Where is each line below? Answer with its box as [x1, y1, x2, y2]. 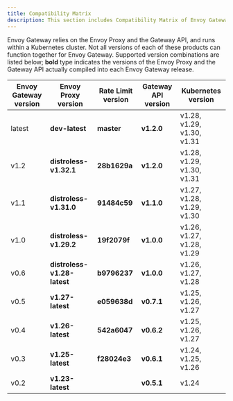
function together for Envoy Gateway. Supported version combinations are [7, 50, 220, 59]
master [96, 123, 121, 133]
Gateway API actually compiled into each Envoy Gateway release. [7, 65, 194, 73]
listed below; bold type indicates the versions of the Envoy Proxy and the [7, 57, 216, 66]
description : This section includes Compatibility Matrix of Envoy [7, 17, 207, 24]
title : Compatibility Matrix [7, 10, 92, 17]
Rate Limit [98, 86, 133, 96]
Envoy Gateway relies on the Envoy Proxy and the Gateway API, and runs [7, 35, 216, 44]
